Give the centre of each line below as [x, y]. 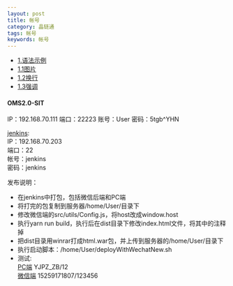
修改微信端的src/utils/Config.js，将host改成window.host [98, 215]
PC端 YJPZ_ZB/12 [43, 267]
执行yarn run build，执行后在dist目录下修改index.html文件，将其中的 [115, 223]
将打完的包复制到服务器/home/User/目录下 [78, 206]
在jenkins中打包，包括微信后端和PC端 [72, 197]
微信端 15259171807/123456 [58, 276]
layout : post [26, 14]
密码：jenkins [27, 167]
